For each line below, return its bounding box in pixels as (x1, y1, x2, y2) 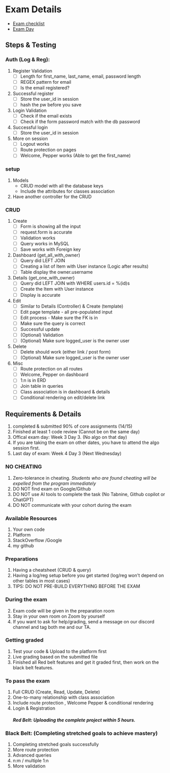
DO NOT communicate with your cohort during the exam (12, 502, 132, 508)
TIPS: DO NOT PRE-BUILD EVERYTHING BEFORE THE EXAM (12, 583, 140, 590)
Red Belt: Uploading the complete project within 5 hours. (12, 717, 136, 723)
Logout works (20, 141, 50, 147)
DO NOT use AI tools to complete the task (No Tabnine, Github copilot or (12, 491, 165, 497)
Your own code (12, 526, 45, 532)
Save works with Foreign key (20, 246, 81, 252)
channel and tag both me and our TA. (12, 624, 91, 630)
